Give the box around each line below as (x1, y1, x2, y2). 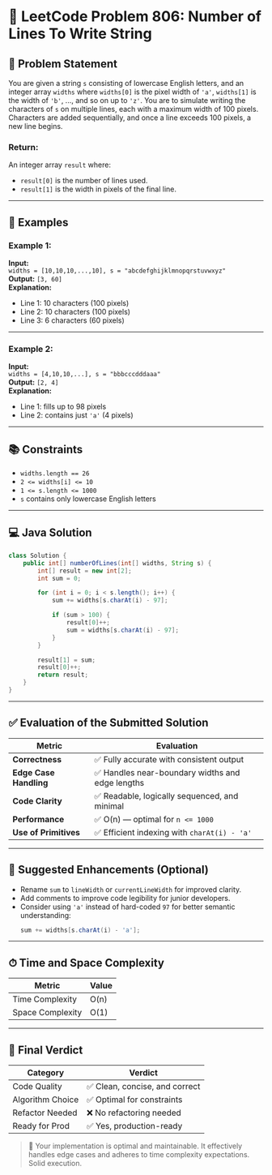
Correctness (12, 753, 62, 765)
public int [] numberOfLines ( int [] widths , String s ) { (23, 559, 212, 567)
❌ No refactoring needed (86, 1107, 182, 1118)
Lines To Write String (8, 24, 152, 43)
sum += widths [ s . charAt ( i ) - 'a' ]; (19, 926, 141, 934)
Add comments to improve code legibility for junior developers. (19, 893, 231, 903)
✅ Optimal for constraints (86, 1094, 183, 1105)
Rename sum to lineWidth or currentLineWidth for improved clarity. (19, 884, 242, 894)
